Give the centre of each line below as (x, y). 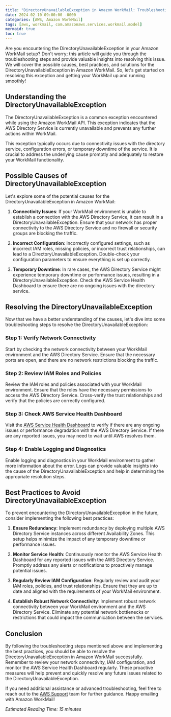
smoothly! (16, 81)
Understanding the (36, 97)
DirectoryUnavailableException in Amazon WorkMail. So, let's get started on (85, 70)
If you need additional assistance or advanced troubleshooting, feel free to (83, 688)
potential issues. (30, 571)
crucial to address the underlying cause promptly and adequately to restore (84, 154)
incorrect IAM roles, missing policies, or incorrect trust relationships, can (89, 248)
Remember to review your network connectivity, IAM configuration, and (80, 662)
